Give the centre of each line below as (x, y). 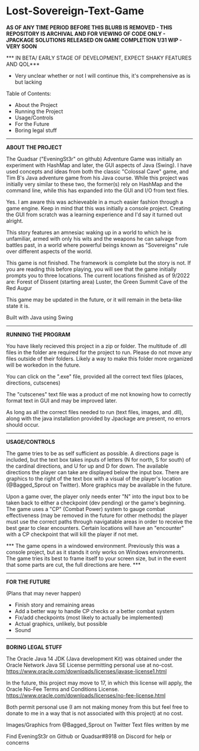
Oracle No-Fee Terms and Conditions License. (63, 689)
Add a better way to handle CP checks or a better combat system (94, 611)
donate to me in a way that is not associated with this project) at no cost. (95, 713)
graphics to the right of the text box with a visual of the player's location (94, 478)
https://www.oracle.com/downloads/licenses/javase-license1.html (86, 671)
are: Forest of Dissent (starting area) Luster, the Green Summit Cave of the (97, 282)
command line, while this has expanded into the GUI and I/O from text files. (98, 190)
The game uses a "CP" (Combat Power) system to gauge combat (86, 509)
